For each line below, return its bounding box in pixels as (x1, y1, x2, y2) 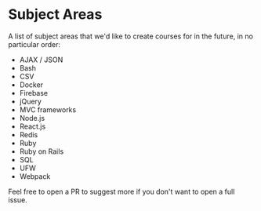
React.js (19, 122, 46, 131)
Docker (19, 80, 44, 89)
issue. (8, 195, 27, 205)
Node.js (19, 113, 45, 122)
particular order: (8, 39, 61, 49)
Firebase (19, 88, 49, 97)
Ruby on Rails (19, 147, 64, 156)
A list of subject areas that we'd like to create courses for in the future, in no (8, 31, 253, 41)
